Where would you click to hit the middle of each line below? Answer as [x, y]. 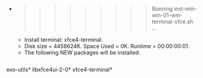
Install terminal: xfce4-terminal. [64, 40]
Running [162, 9]
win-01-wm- [167, 15]
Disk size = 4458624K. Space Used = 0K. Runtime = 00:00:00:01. [107, 46]
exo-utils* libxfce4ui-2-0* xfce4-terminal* [59, 70]
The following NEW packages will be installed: [82, 53]
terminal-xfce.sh [172, 21]
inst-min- [185, 9]
